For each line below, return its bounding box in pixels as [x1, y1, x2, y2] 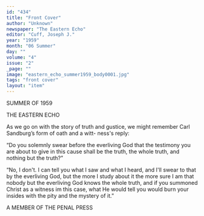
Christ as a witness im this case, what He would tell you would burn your [6, 185, 189, 193]
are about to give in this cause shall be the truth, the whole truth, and [6, 148, 180, 155]
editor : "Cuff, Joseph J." [6, 32, 75, 38]
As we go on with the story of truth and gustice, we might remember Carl [6, 123, 191, 130]
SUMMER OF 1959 [6, 99, 53, 107]
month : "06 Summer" [6, 43, 56, 49]
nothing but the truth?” [6, 154, 64, 162]
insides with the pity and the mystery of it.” [6, 192, 114, 199]
